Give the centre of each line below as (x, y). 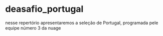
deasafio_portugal (44, 9)
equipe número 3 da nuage (33, 28)
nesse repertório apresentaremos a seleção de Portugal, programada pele (82, 23)
